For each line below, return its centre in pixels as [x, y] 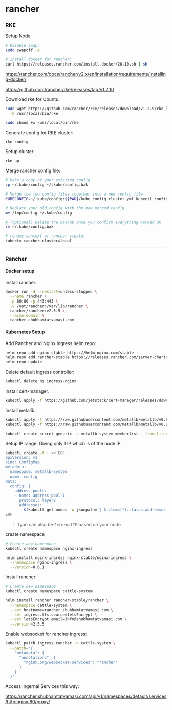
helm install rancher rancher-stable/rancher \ [57, 600]
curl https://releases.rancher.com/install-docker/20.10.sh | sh [76, 64]
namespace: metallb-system [39, 472]
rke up [12, 161]
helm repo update [24, 362]
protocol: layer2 [37, 500]
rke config [17, 142]
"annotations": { [37, 658]
